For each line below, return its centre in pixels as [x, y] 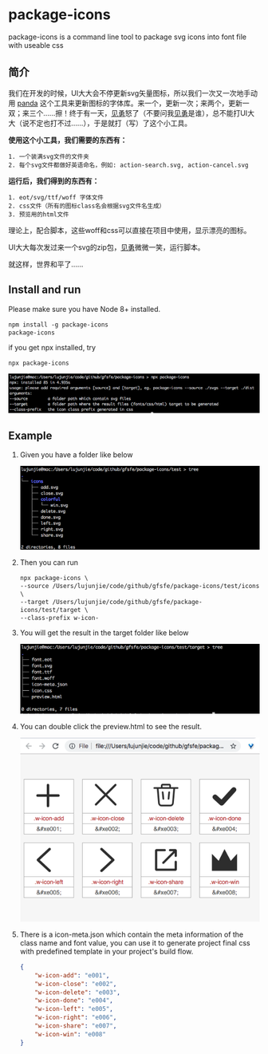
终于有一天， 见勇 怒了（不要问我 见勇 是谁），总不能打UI [158, 113]
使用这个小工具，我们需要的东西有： [68, 140]
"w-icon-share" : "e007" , [76, 1026]
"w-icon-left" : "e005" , [74, 1009]
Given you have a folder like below [76, 455]
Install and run [45, 290]
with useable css [36, 45]
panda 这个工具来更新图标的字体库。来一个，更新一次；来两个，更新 [130, 103]
